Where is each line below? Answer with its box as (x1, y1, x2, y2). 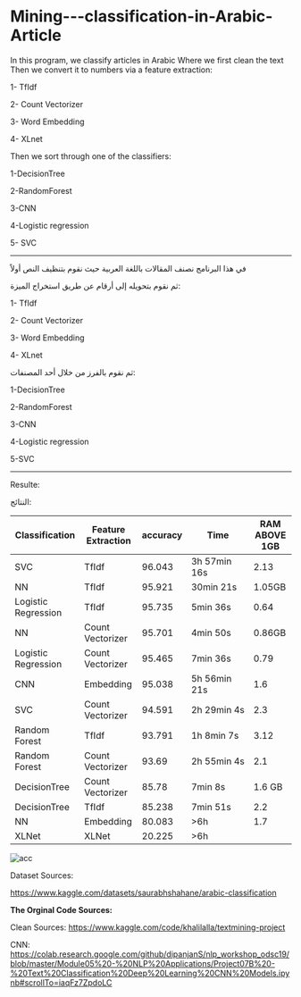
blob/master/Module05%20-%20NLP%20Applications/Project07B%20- (10, 958, 276, 968)
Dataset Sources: (10, 869, 74, 881)
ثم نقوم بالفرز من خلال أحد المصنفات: (10, 366, 137, 377)
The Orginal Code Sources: (10, 904, 113, 915)
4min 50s (191, 626, 231, 639)
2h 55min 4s (191, 755, 245, 767)
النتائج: (10, 496, 32, 507)
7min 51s (191, 800, 231, 813)
